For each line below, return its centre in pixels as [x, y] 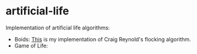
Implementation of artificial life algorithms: [58, 28]
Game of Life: [31, 46]
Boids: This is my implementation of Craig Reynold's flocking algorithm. [103, 39]
